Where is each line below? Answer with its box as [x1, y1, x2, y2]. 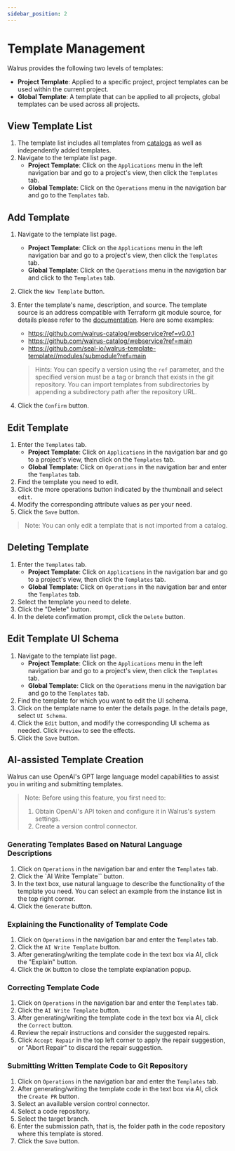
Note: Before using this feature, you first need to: [24, 793, 166, 802]
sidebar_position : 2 [7, 10, 68, 18]
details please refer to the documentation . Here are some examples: [17, 316, 214, 324]
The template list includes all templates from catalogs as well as [17, 138, 202, 148]
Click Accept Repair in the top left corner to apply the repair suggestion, [17, 1036, 226, 1044]
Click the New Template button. [17, 287, 105, 296]
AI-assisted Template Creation [7, 754, 144, 766]
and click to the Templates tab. [27, 273, 116, 282]
